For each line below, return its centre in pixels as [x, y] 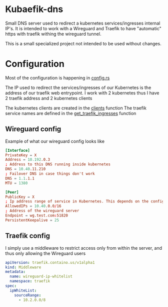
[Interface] [17, 150]
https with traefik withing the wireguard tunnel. [53, 34]
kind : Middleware [23, 267]
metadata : [15, 272]
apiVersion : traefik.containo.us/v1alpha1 [50, 262]
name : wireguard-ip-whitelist [41, 277]
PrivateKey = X [21, 155]
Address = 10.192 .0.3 [28, 160]
